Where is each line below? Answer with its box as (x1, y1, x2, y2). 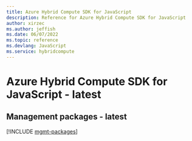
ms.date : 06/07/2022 (6, 32, 59, 38)
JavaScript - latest (6, 88, 101, 101)
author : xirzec (6, 20, 45, 26)
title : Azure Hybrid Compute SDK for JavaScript (6, 9, 132, 15)
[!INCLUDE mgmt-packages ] (6, 128, 78, 135)
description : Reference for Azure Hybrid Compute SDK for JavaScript (6, 15, 187, 21)
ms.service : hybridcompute (6, 49, 75, 55)
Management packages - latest (6, 112, 128, 122)
